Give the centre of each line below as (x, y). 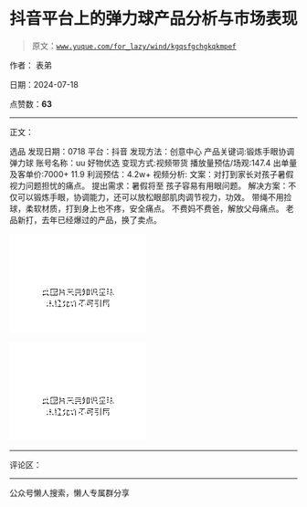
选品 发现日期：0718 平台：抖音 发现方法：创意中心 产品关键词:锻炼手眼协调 (152, 151)
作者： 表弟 (31, 65)
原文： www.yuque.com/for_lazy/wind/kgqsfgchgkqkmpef (134, 46)
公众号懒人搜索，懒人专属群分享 (69, 492)
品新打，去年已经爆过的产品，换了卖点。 (85, 219)
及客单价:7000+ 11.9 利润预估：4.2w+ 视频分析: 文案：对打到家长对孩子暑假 (152, 174)
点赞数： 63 (31, 104)
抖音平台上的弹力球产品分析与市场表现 (154, 19)
